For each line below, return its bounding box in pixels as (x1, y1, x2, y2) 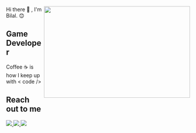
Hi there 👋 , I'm (6, 6, 42, 13)
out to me (6, 104, 41, 114)
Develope (6, 38, 42, 48)
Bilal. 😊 (6, 12, 24, 19)
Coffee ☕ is (6, 63, 34, 70)
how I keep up (6, 71, 40, 79)
